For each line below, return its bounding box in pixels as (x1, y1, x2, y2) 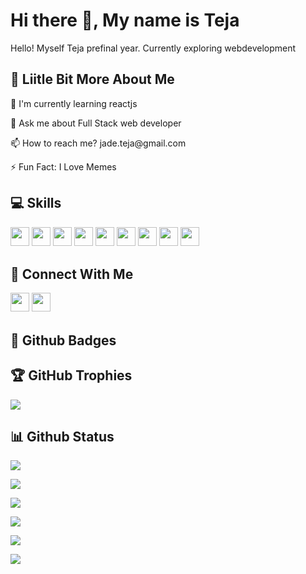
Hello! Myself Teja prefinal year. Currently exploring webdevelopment (10, 42, 297, 54)
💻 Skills (10, 195, 62, 212)
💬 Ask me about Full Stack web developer (10, 117, 182, 129)
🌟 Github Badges (10, 332, 117, 349)
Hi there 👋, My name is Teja (10, 9, 240, 32)
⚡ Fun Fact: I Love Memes (10, 160, 117, 173)
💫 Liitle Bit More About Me (10, 71, 175, 88)
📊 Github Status (10, 428, 115, 445)
